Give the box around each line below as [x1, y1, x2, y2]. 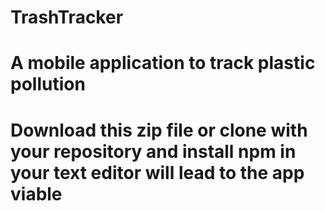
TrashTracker [10, 6, 124, 29]
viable [10, 182, 63, 205]
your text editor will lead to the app [10, 161, 305, 184]
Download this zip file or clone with [10, 119, 308, 141]
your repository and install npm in [10, 140, 297, 163]
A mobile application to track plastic [10, 52, 316, 75]
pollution [10, 73, 86, 96]
